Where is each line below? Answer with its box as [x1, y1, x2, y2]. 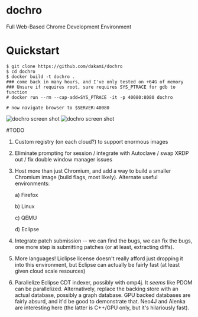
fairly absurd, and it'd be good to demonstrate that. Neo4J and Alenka [14, 297, 186, 305]
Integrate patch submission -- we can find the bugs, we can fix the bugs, [14, 237, 193, 244]
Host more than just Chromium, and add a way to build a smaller [14, 167, 171, 174]
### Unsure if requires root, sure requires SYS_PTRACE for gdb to [6, 84, 176, 90]
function [6, 89, 28, 95]
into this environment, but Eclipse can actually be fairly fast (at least [14, 261, 180, 268]
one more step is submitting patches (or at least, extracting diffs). [14, 243, 174, 250]
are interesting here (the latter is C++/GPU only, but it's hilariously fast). [14, 304, 190, 311]
